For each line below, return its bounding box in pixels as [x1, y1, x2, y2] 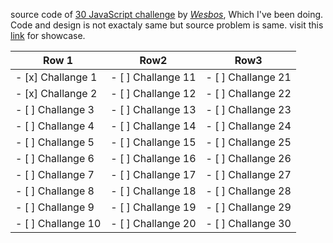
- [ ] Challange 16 [110, 152, 197, 165]
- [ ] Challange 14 [110, 119, 197, 133]
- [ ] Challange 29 [205, 200, 292, 214]
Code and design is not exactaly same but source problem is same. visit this [10, 19, 324, 31]
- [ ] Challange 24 [205, 119, 292, 133]
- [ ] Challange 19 [110, 200, 197, 214]
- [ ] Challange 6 [15, 152, 95, 165]
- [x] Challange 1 [15, 70, 98, 84]
